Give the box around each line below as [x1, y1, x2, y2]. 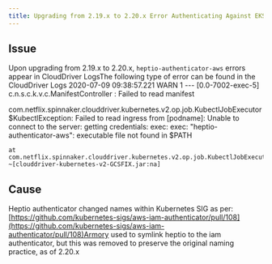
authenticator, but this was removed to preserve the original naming [8, 238, 235, 248]
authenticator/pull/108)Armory [8, 230, 109, 240]
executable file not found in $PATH [76, 130, 193, 140]
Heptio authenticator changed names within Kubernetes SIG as [8, 204, 219, 214]
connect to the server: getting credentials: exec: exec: [8, 122, 189, 132]
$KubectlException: [8, 113, 74, 123]
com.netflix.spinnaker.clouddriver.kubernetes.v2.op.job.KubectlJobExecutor [8, 104, 262, 114]
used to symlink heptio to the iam [110, 230, 222, 240]
